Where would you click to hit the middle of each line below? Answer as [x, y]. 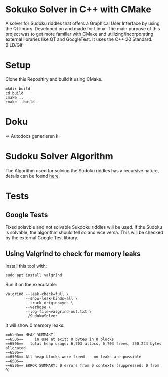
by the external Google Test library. [42, 238]
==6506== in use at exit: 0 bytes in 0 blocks [60, 339]
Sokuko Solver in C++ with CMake [78, 9]
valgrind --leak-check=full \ [37, 294]
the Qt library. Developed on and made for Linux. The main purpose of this [83, 28]
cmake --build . [22, 102]
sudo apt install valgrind [34, 275]
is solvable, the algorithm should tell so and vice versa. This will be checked [84, 232]
